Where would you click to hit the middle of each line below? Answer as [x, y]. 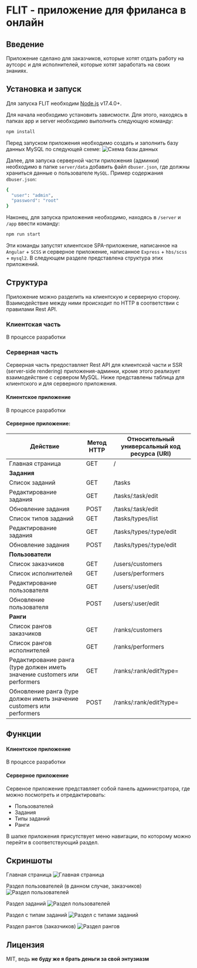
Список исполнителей [41, 573]
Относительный [151, 439]
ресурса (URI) [151, 454]
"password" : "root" [35, 201]
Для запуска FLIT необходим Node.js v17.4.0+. [64, 103]
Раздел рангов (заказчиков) [41, 926]
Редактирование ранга [42, 660]
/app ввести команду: [33, 224]
